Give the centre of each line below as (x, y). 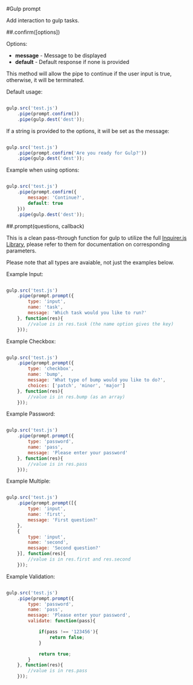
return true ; (55, 654)
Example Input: (25, 274)
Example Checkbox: (31, 341)
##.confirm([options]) (33, 32)
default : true (46, 203)
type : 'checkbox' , (51, 369)
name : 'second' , (48, 542)
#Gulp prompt (24, 9)
